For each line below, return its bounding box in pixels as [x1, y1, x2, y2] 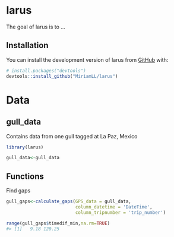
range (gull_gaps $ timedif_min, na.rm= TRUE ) [6, 220, 110, 226]
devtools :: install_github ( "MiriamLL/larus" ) [6, 73, 118, 79]
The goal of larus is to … [6, 23, 65, 30]
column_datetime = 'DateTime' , [75, 204, 153, 210]
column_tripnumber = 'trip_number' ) [75, 209, 166, 216]
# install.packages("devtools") [6, 68, 86, 74]
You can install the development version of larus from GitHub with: [6, 56, 169, 63]
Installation [6, 40, 49, 50]
